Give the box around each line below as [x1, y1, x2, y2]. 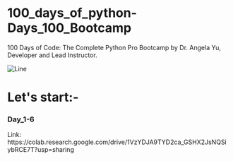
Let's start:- [7, 90, 79, 105]
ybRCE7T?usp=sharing [7, 145, 74, 154]
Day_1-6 [7, 114, 35, 124]
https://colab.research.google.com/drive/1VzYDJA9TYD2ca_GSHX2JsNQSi [7, 138, 227, 146]
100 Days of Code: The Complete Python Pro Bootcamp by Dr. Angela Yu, [7, 43, 221, 52]
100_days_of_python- [7, 5, 138, 21]
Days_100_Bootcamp [7, 20, 132, 36]
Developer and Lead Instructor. [7, 51, 97, 59]
